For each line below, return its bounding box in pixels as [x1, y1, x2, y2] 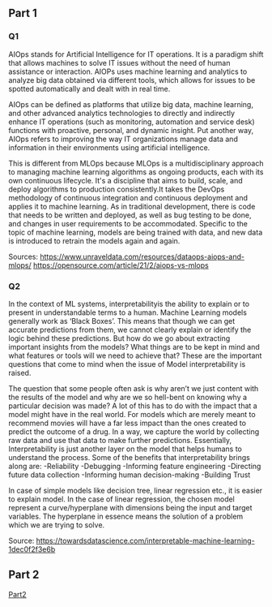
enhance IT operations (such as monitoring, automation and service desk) [8, 117, 255, 127]
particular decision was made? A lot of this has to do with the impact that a [8, 401, 257, 411]
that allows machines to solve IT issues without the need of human [8, 58, 231, 67]
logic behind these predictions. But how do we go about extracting [8, 333, 231, 343]
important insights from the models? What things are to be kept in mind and [8, 342, 261, 351]
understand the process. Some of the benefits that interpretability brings [8, 452, 251, 462]
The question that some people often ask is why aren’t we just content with [8, 383, 259, 393]
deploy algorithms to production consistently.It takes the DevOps [8, 184, 225, 194]
